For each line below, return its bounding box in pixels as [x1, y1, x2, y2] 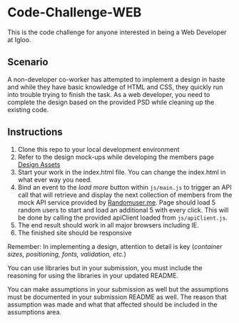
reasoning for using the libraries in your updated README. [7, 271, 179, 280]
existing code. [7, 105, 49, 114]
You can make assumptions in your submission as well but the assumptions [7, 284, 229, 293]
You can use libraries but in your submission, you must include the [7, 263, 203, 272]
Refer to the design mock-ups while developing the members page [17, 153, 214, 161]
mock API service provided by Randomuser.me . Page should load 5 [17, 198, 216, 207]
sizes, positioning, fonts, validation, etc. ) [7, 250, 127, 258]
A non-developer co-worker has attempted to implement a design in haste [7, 75, 225, 83]
